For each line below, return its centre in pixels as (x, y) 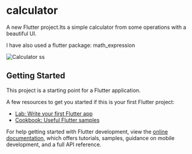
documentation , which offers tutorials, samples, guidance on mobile (90, 138)
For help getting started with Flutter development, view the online (87, 131)
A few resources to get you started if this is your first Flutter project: (90, 102)
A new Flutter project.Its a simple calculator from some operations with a (96, 27)
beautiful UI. (21, 33)
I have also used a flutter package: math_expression (71, 45)
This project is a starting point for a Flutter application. (73, 90)
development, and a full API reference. (54, 144)
